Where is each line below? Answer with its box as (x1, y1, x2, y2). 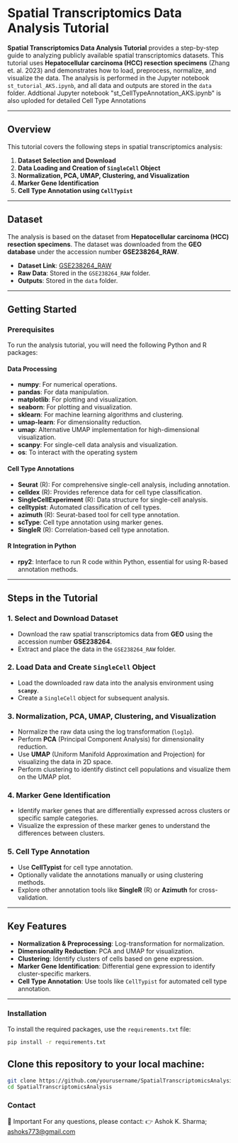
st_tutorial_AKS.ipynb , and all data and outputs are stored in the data (7, 81, 212, 89)
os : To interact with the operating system (17, 448, 138, 457)
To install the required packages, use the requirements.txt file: (7, 1025, 191, 1033)
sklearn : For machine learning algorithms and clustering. (17, 410, 184, 419)
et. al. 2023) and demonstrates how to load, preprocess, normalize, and (7, 66, 217, 74)
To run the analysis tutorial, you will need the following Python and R (7, 341, 207, 349)
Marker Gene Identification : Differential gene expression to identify (17, 961, 216, 970)
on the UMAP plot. (17, 773, 72, 781)
